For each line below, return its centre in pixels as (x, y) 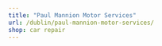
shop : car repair (37, 30)
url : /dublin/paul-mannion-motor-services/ (81, 23)
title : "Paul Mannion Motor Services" (72, 15)
